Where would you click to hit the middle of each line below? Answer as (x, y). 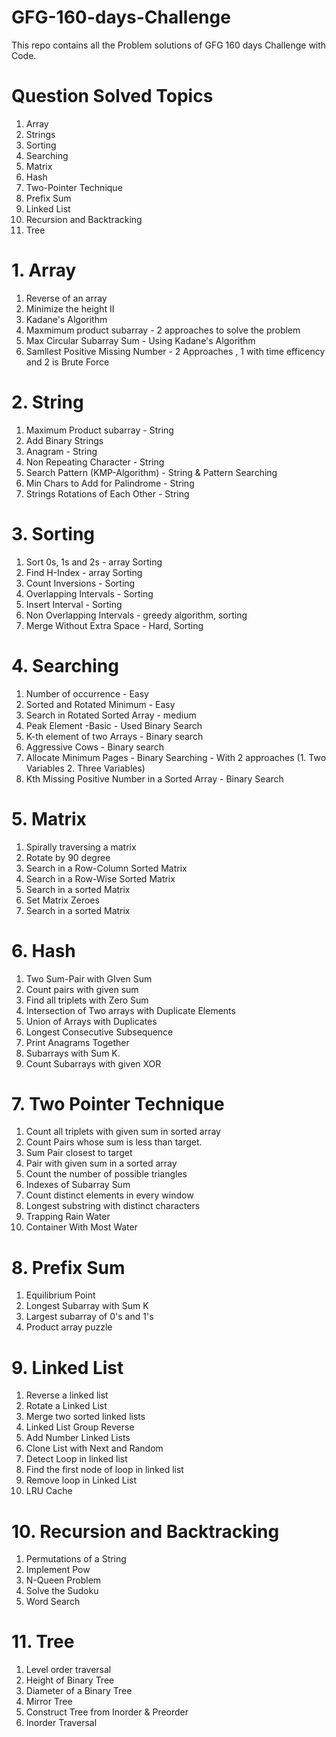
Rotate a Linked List (66, 1406)
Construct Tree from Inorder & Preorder (107, 1712)
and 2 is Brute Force (67, 362)
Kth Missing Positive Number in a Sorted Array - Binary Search (154, 778)
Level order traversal (68, 1670)
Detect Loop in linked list (76, 1459)
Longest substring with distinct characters (113, 1206)
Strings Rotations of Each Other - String (107, 493)
